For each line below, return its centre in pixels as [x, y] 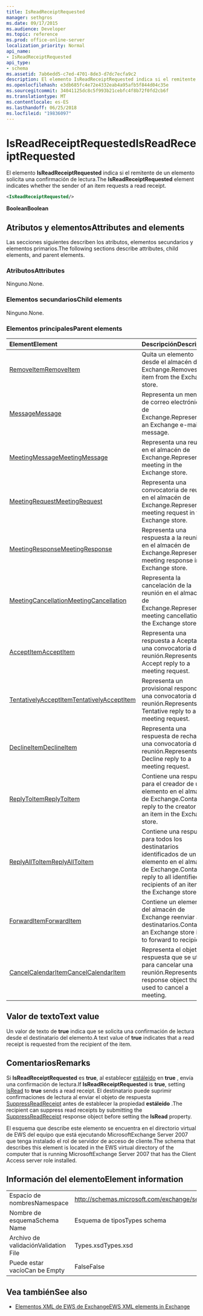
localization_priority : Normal [46, 46]
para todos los [162, 839]
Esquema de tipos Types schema [121, 1220]
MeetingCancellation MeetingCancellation [68, 600]
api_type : [19, 62]
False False [89, 1267]
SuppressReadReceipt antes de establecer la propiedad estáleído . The [94, 1103]
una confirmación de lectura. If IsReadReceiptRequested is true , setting [96, 1084]
